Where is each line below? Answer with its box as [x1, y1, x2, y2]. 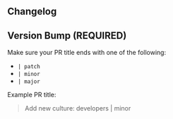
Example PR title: [7, 91, 56, 99]
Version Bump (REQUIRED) [7, 30, 127, 42]
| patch [17, 63, 40, 70]
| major [17, 78, 40, 85]
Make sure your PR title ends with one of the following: [7, 49, 167, 57]
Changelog [7, 6, 57, 18]
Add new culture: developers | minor [24, 104, 131, 113]
